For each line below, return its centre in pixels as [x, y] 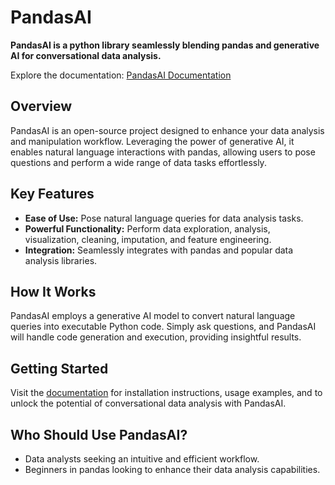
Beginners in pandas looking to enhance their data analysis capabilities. [172, 469]
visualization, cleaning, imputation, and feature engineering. [148, 239]
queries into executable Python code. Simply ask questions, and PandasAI [163, 327]
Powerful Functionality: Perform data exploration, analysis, [147, 228]
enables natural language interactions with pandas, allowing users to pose [163, 152]
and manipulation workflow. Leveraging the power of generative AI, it [152, 141]
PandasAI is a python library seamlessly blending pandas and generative [165, 45]
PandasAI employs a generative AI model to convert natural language [153, 316]
